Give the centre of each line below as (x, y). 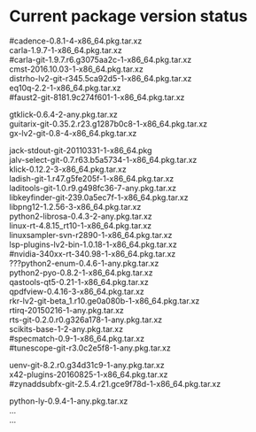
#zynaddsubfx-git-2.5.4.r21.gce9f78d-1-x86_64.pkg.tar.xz (115, 383)
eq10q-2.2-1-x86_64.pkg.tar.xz (65, 88)
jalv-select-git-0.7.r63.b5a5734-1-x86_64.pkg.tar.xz (103, 159)
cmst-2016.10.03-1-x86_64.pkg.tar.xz (76, 69)
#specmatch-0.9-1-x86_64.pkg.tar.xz (77, 338)
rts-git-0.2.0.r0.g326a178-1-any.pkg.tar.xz (86, 320)
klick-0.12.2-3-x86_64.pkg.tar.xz (68, 169)
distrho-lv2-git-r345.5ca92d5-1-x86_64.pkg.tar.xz (101, 78)
